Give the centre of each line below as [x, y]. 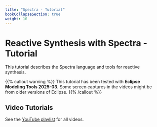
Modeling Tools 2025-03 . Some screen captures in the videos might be [78, 87]
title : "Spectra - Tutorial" [35, 10]
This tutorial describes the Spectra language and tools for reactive [72, 67]
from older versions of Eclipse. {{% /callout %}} [54, 92]
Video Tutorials [29, 108]
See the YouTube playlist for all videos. [44, 119]
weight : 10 [16, 19]
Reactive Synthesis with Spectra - [76, 43]
